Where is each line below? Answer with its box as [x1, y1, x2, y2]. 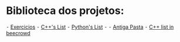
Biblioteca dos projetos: [6, 4, 124, 17]
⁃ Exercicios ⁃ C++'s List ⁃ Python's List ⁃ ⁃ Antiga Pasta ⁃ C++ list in [6, 23, 174, 30]
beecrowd [6, 29, 30, 36]
